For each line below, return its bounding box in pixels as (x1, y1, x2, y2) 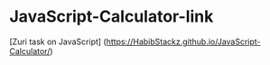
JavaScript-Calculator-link (9, 6, 214, 27)
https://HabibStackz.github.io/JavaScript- (106, 36, 261, 47)
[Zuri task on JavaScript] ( (9, 36, 107, 47)
